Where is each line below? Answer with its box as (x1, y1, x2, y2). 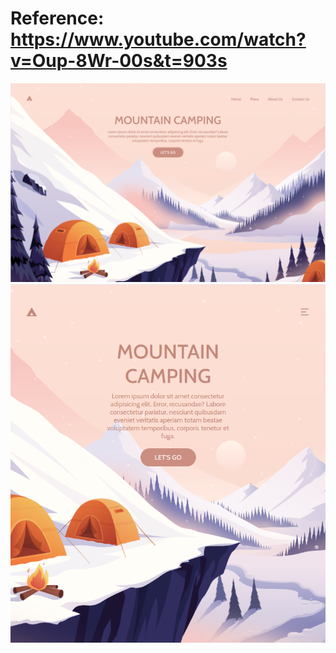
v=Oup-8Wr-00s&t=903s (10, 50, 228, 72)
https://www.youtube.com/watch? (10, 28, 307, 51)
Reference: (10, 7, 105, 30)
